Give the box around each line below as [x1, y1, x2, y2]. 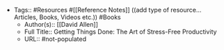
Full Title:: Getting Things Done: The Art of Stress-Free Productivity [24, 27, 217, 36]
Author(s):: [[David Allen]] [24, 21, 99, 28]
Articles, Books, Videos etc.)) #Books [13, 13, 122, 21]
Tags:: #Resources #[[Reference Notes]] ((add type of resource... [13, 6, 202, 14]
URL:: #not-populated [24, 35, 87, 43]
